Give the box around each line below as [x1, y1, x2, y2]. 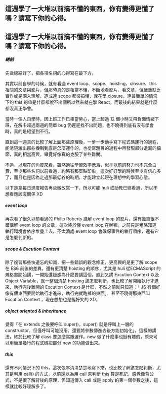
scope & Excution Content [5, 246, 60, 252]
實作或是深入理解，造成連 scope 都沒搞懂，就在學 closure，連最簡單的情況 [5, 93, 158, 99]
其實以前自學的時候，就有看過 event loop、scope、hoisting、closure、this [5, 80, 157, 86]
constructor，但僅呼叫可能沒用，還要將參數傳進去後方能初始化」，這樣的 [5, 327, 152, 333]
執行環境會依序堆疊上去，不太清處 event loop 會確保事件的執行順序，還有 [5, 228, 155, 234]
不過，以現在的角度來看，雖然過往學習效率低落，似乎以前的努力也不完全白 [5, 162, 157, 168]
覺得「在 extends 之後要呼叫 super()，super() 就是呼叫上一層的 [5, 321, 134, 327]
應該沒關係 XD [13, 191, 43, 197]
